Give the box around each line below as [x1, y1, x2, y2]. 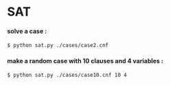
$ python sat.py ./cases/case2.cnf [7, 42, 109, 49]
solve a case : [7, 27, 47, 35]
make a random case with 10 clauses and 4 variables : [7, 56, 164, 65]
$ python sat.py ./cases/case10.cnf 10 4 [7, 72, 127, 79]
